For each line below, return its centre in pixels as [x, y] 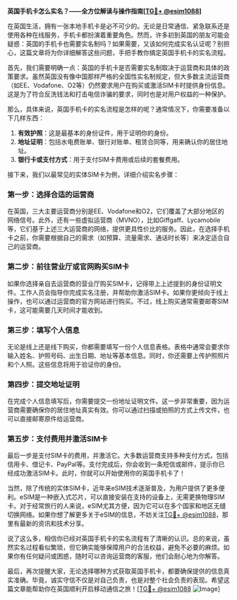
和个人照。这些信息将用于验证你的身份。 [66, 364]
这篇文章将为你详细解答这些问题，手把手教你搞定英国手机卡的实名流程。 [124, 53]
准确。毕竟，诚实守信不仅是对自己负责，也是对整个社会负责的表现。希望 [118, 580]
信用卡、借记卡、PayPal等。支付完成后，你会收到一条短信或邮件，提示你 [113, 464]
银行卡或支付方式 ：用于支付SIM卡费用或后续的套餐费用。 [101, 159]
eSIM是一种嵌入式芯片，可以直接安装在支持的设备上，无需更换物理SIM [122, 497]
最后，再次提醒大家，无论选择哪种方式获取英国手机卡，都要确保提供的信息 [115, 571]
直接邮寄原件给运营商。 [54, 419]
